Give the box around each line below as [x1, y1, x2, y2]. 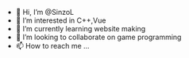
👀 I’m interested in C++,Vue [15, 16, 106, 25]
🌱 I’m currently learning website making [15, 24, 146, 33]
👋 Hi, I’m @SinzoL [15, 8, 75, 16]
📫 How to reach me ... [15, 42, 90, 50]
